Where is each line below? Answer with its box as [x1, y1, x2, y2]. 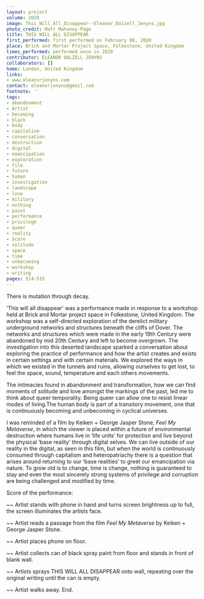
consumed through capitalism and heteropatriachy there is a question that [6, 451, 193, 459]
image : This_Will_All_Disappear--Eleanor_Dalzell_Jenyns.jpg [6, 20, 166, 26]
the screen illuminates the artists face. [6, 507, 103, 515]
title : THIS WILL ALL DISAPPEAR [6, 32, 89, 38]
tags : [6, 94, 20, 100]
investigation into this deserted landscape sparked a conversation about [6, 343, 188, 350]
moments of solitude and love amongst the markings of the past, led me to [6, 387, 194, 394]
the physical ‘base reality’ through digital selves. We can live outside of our [6, 438, 195, 446]
